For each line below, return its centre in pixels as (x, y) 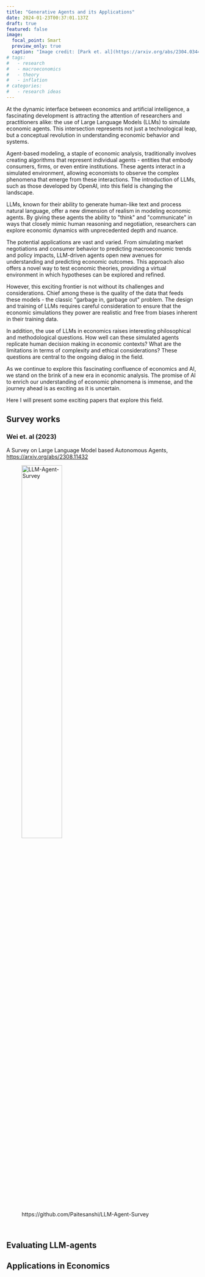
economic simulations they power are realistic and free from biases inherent (102, 312)
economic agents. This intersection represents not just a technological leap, (102, 128)
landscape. (20, 192)
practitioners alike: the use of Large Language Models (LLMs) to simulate (98, 122)
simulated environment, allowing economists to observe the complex (93, 173)
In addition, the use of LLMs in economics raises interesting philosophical (99, 330)
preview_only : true (37, 47)
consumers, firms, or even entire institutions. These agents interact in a (96, 166)
